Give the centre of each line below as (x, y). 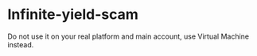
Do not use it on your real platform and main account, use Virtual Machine (128, 36)
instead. (21, 44)
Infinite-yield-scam (73, 15)
